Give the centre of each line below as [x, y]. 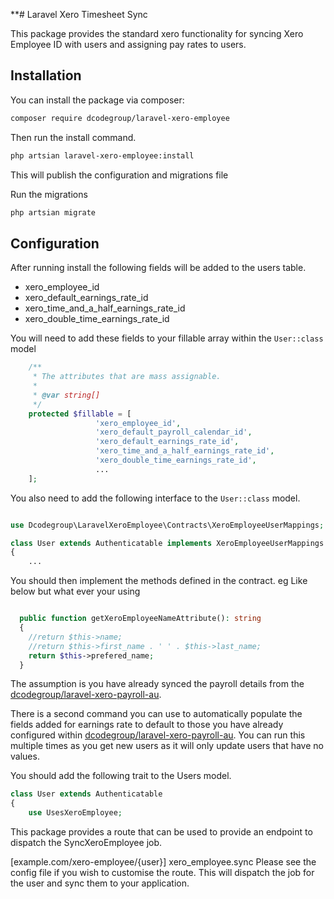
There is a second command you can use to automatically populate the [156, 714]
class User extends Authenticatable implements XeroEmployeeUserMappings [167, 543]
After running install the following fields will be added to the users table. [158, 268]
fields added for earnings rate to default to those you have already [147, 725]
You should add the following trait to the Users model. [121, 776]
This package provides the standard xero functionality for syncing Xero [157, 33]
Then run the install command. [73, 137]
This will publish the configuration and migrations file [119, 175]
